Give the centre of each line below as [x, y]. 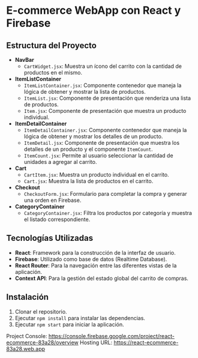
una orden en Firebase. [52, 200]
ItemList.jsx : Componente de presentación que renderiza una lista [107, 98]
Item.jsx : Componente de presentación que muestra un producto [105, 111]
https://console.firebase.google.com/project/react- [112, 336]
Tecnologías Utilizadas [50, 238]
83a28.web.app [26, 348]
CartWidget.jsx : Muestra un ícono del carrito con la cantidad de [103, 66]
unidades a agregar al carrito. [60, 162]
